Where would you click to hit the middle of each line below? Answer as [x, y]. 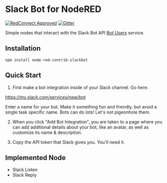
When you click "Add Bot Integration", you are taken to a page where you [87, 121]
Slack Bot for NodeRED [53, 9]
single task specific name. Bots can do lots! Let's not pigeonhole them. [78, 112]
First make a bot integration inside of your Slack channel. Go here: [80, 87]
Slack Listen [25, 170]
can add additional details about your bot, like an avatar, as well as [81, 127]
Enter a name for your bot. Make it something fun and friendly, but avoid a [81, 106]
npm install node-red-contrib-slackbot [47, 60]
